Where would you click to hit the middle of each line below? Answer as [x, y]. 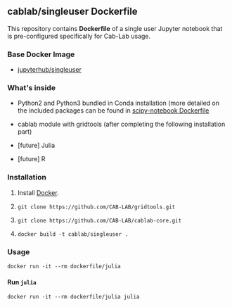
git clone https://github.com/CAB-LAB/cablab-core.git [99, 220]
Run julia [22, 282]
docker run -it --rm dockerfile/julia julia [73, 297]
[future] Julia [36, 145]
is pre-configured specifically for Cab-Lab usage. [79, 36]
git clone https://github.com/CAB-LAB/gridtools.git [96, 207]
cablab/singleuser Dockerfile [73, 12]
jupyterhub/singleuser [50, 70]
